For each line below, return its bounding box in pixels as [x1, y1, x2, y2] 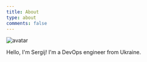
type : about [6, 15, 36, 21]
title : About [6, 9, 39, 15]
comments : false [6, 20, 47, 26]
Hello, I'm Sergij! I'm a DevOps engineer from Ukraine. [6, 49, 141, 56]
